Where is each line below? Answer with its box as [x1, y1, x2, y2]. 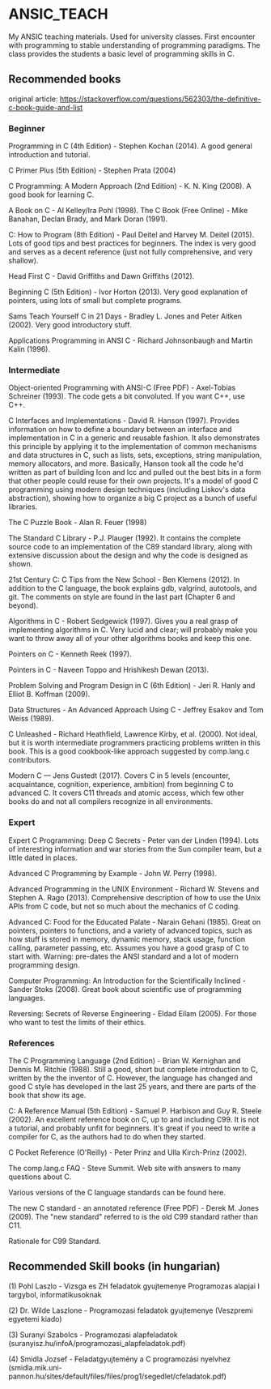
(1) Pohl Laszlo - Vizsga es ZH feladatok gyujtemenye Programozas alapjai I [8, 1281, 260, 1291]
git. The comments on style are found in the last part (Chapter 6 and [8, 592, 236, 602]
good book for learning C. [8, 190, 95, 199]
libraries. [8, 502, 38, 511]
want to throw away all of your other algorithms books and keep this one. [8, 634, 252, 643]
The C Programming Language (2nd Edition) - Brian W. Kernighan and [8, 1055, 241, 1066]
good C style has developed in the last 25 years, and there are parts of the [8, 1081, 256, 1091]
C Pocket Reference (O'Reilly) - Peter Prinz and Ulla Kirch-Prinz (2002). [8, 1148, 248, 1157]
